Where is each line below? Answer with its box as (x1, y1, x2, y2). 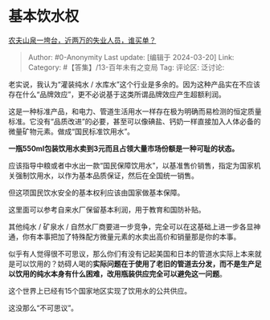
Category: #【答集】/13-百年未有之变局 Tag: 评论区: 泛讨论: (27, 62, 225, 72)
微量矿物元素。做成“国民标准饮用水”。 (8, 126, 135, 136)
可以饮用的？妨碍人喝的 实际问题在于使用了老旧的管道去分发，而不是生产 (14, 258, 255, 269)
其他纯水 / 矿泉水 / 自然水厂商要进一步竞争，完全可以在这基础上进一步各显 (8, 221, 254, 231)
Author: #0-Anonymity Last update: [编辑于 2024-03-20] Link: (27, 52, 235, 62)
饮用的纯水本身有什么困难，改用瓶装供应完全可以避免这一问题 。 (14, 269, 227, 278)
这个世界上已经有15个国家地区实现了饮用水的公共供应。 (8, 286, 191, 295)
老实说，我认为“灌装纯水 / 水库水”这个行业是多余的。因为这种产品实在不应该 (8, 79, 261, 89)
